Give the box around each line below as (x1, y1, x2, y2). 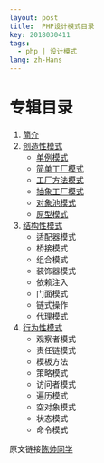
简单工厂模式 (35, 163, 84, 173)
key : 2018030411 (9, 30, 71, 39)
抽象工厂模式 (35, 185, 84, 196)
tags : (9, 38, 30, 48)
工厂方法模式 (35, 174, 84, 185)
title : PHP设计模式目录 (9, 22, 95, 31)
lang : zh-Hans (9, 55, 63, 64)
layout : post (9, 13, 59, 23)
